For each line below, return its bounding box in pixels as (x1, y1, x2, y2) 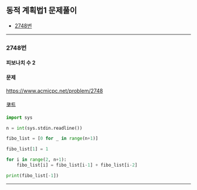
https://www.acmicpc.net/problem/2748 (6, 87, 103, 94)
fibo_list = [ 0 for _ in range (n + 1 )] (6, 136, 98, 141)
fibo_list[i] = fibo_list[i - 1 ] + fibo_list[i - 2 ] (16, 163, 138, 168)
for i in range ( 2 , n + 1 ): (6, 157, 67, 163)
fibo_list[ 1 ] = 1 (6, 146, 49, 152)
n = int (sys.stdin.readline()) (6, 125, 83, 131)
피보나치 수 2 (6, 59, 36, 66)
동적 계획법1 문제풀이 (6, 5, 77, 16)
